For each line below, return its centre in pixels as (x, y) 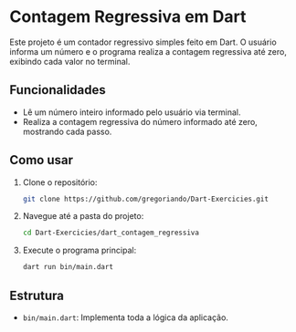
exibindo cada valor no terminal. (70, 61)
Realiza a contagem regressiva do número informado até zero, (140, 121)
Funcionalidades (58, 90)
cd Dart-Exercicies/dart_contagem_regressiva (111, 233)
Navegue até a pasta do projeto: (83, 216)
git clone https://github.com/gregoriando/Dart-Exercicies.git (146, 199)
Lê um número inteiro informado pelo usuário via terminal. (132, 112)
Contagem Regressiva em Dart (128, 17)
